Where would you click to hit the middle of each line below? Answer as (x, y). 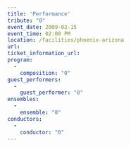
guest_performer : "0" (51, 93)
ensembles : (23, 100)
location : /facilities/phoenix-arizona (66, 40)
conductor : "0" (42, 132)
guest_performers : (34, 80)
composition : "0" (45, 73)
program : (20, 60)
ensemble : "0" (40, 112)
